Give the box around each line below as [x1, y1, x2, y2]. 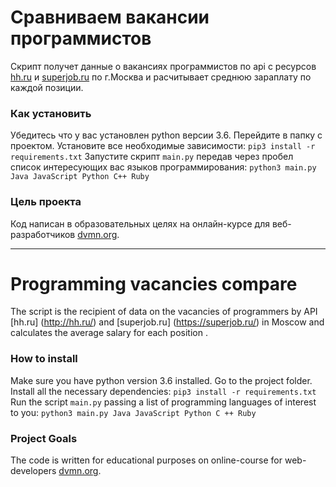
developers [10, 465, 57, 477]
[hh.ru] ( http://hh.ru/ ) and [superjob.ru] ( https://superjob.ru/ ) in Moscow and [10, 316, 325, 328]
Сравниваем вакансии [10, 6, 210, 29]
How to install [10, 352, 78, 366]
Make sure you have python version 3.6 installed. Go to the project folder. [10, 374, 313, 386]
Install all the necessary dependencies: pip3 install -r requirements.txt [10, 385, 317, 397]
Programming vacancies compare [10, 272, 298, 295]
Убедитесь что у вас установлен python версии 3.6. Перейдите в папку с [10, 129, 323, 141]
